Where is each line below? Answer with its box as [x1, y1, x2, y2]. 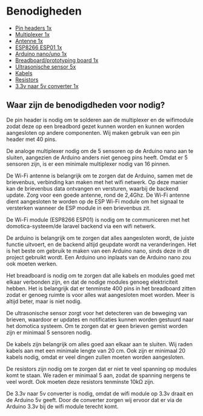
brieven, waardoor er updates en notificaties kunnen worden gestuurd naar [6, 316, 194, 323]
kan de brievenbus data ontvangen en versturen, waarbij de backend [6, 185, 179, 192]
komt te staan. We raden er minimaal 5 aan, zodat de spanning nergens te [6, 372, 191, 379]
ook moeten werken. [6, 260, 58, 267]
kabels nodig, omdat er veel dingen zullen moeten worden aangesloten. [6, 353, 185, 361]
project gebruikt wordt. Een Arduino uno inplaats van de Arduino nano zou [6, 253, 191, 261]
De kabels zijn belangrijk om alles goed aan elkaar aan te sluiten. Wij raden [6, 340, 193, 347]
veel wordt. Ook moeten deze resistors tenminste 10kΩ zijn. [6, 378, 155, 385]
